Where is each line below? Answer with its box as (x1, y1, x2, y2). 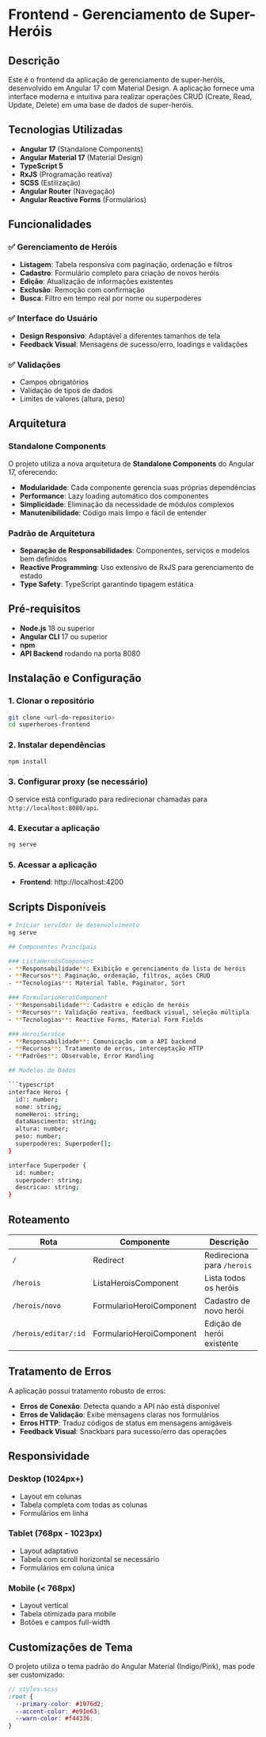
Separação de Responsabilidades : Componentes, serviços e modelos (19, 545, 250, 556)
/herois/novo (12, 1302, 62, 1310)
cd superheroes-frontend (8, 721, 90, 729)
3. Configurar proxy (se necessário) (8, 776, 149, 787)
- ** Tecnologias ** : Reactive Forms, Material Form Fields (8, 1016, 203, 1023)
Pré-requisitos (8, 603, 82, 616)
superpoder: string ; (15, 1176, 83, 1184)
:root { (8, 1693, 34, 1701)
